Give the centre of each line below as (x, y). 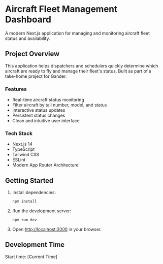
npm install (24, 201)
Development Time (35, 245)
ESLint (19, 160)
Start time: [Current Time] (31, 257)
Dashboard (28, 19)
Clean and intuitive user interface (46, 121)
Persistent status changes (39, 115)
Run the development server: (42, 211)
